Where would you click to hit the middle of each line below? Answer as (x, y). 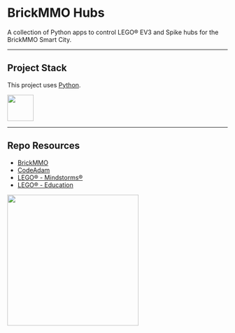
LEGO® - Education (45, 185)
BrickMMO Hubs (56, 13)
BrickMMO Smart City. (40, 39)
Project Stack (37, 68)
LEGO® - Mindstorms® (50, 177)
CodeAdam (34, 170)
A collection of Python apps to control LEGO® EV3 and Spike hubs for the (113, 32)
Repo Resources (44, 146)
